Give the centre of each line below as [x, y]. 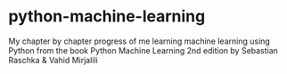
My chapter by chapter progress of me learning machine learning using [139, 41]
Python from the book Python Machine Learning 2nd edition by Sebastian [143, 50]
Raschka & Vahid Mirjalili [53, 60]
